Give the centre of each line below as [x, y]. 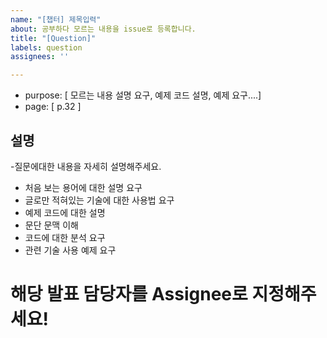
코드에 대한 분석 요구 [65, 237]
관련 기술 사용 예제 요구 [70, 250]
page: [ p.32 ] [53, 107]
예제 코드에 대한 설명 [65, 212]
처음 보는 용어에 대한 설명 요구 [83, 187]
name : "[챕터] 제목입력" [56, 19]
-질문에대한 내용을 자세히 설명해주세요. [86, 166]
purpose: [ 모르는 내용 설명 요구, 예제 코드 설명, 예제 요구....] [143, 95]
